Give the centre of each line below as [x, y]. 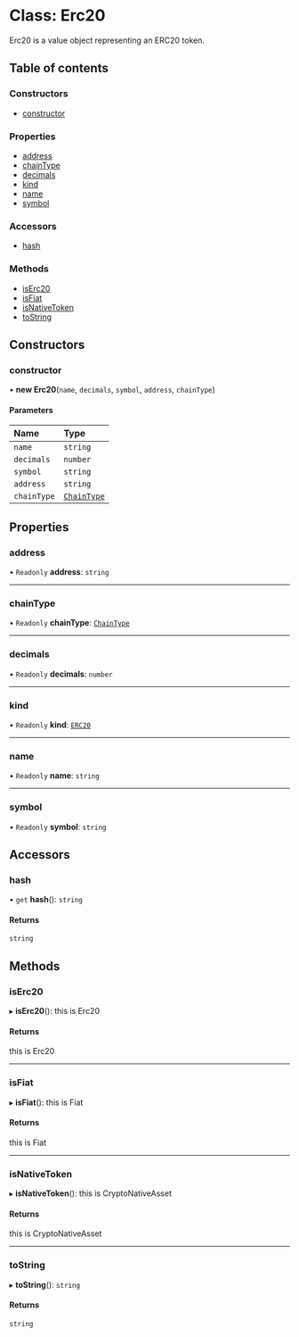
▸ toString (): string [45, 1284]
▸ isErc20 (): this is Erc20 [55, 1011]
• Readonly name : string [54, 776]
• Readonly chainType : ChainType [70, 623]
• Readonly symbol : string [58, 826]
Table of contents [59, 68]
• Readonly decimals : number [61, 674]
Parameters [31, 410]
